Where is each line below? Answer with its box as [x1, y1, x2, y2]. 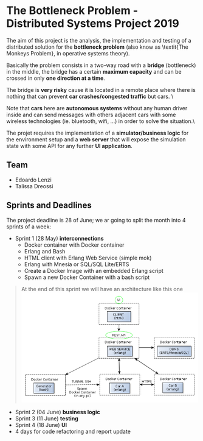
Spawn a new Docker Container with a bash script [24, 273, 150, 281]
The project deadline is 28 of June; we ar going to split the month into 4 [6, 216, 186, 224]
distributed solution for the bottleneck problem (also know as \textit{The [6, 43, 188, 51]
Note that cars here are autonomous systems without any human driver [6, 104, 188, 111]
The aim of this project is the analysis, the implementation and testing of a [6, 37, 191, 44]
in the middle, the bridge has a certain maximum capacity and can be [6, 68, 182, 75]
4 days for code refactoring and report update [15, 428, 131, 435]
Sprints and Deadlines [6, 200, 92, 211]
